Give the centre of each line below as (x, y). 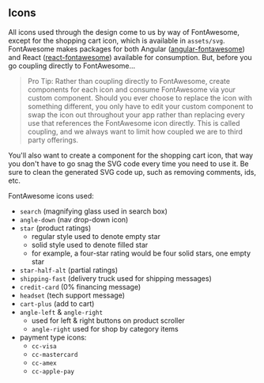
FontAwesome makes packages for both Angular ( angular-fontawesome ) (126, 49)
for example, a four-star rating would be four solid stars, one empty (141, 253)
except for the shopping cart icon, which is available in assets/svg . (117, 40)
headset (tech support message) (72, 295)
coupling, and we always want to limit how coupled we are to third (135, 131)
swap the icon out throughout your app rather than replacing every (136, 115)
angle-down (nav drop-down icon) (74, 219)
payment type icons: (53, 337)
